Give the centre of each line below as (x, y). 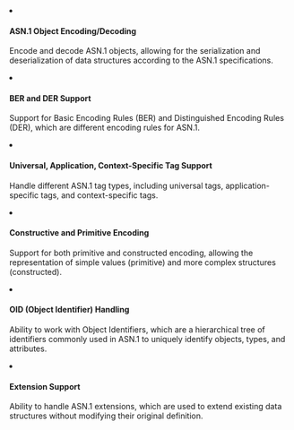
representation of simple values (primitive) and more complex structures (143, 262)
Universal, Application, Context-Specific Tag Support (111, 165)
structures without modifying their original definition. (106, 416)
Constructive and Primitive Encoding (79, 233)
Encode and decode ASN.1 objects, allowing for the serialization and (135, 51)
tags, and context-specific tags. (99, 195)
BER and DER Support (50, 98)
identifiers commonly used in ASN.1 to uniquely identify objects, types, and (147, 340)
